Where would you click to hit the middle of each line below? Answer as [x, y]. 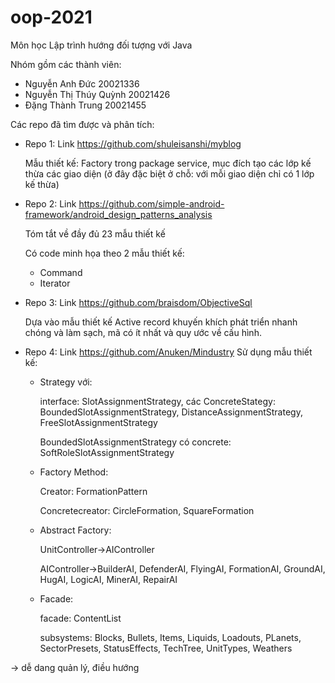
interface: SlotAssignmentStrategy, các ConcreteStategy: [157, 401]
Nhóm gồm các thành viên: [66, 64]
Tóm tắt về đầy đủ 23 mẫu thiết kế [95, 233]
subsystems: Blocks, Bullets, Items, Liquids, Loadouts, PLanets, [170, 637]
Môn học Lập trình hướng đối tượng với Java [101, 45]
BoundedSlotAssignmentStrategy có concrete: [135, 442]
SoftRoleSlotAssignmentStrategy [107, 452]
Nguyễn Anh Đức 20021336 [82, 83]
